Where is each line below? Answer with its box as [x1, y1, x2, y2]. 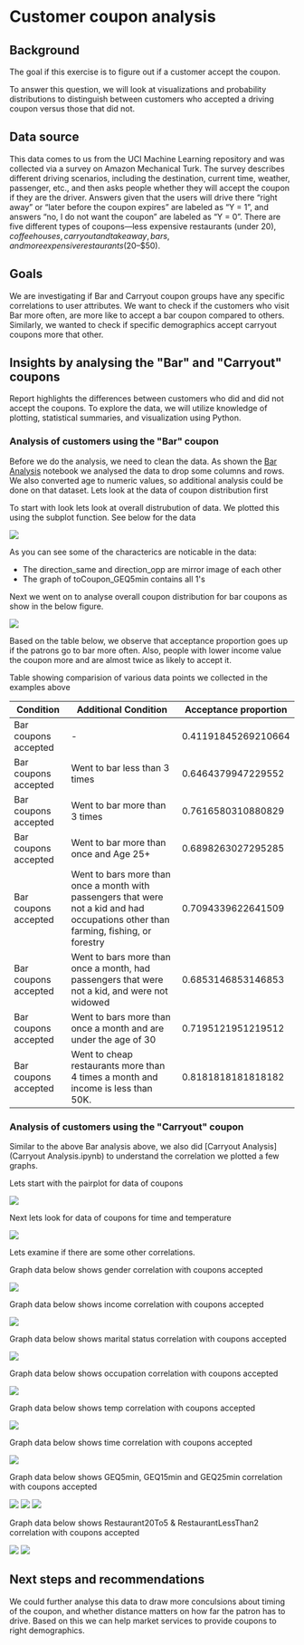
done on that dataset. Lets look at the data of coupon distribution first [9, 485, 269, 495]
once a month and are [71, 1022, 165, 1034]
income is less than [71, 1082, 153, 1094]
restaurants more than [71, 1059, 166, 1072]
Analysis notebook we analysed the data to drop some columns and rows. [9, 465, 285, 476]
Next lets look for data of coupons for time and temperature [9, 1212, 233, 1224]
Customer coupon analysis [9, 6, 216, 27]
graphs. [9, 1160, 38, 1171]
